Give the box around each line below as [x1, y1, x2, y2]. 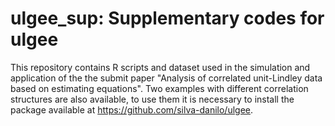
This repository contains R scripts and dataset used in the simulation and [10, 61, 311, 73]
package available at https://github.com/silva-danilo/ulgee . [10, 103, 254, 116]
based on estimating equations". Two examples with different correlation [10, 82, 309, 94]
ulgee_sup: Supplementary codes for [10, 7, 325, 30]
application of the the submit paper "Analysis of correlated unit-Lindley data [10, 72, 323, 84]
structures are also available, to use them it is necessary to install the [10, 93, 295, 105]
